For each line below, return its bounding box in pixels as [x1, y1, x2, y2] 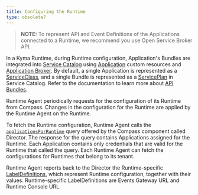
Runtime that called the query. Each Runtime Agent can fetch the [6, 146, 164, 154]
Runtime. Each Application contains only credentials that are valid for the [6, 140, 183, 147]
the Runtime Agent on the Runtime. [6, 110, 92, 117]
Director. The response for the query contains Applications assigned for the [6, 134, 190, 141]
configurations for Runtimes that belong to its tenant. [6, 152, 135, 160]
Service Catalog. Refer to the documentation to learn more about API [6, 79, 174, 86]
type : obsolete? [6, 14, 46, 20]
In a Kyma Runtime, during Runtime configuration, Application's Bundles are [6, 54, 191, 61]
